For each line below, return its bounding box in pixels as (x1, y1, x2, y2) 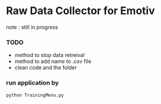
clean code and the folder (14, 64, 77, 71)
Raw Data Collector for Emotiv (6, 4, 155, 18)
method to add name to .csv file (14, 58, 92, 65)
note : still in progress (6, 24, 59, 31)
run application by (6, 79, 59, 87)
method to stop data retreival (14, 52, 85, 59)
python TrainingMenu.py (6, 92, 64, 98)
